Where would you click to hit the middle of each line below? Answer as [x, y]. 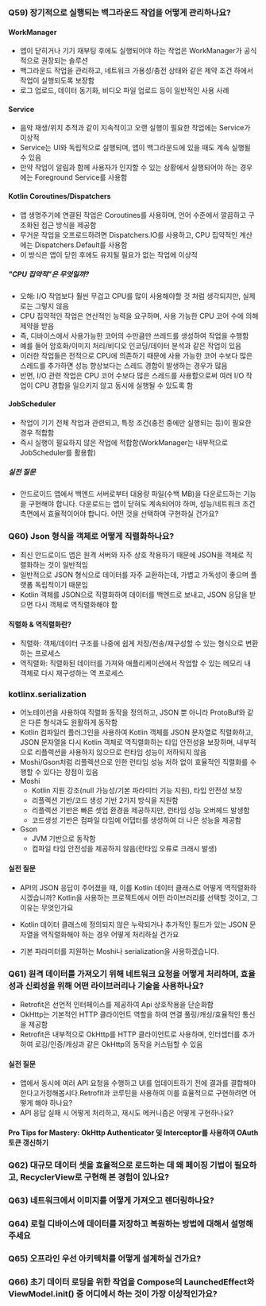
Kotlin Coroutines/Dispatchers [60, 196]
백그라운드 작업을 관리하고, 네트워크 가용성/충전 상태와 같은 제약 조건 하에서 [137, 71]
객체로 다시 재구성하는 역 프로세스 [72, 673]
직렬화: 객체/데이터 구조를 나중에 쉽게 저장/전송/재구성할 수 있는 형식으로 [131, 643]
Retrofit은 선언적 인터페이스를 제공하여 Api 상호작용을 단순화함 [117, 1004]
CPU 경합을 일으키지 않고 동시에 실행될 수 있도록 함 [114, 385]
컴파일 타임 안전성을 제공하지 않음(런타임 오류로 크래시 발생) [124, 849]
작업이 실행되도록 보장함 [57, 80]
